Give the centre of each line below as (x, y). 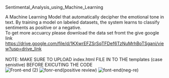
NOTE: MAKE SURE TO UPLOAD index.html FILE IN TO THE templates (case (84, 59)
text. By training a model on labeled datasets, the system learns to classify (82, 22)
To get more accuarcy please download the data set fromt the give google (82, 33)
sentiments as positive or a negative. (43, 27)
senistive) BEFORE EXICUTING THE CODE (49, 65)
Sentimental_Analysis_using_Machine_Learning (54, 7)
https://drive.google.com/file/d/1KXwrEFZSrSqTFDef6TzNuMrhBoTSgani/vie (84, 43)
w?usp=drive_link (23, 49)
